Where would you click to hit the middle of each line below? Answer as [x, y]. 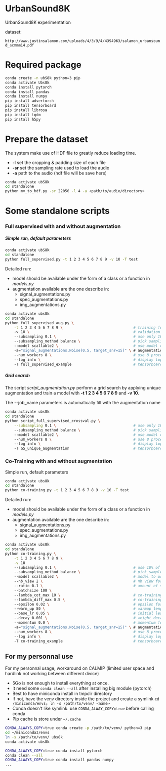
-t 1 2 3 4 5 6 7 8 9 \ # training [85, 327]
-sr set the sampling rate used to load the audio [61, 168]
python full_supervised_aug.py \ [40, 323]
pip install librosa [26, 110]
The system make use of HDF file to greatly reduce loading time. [71, 153]
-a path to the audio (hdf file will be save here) [60, 173]
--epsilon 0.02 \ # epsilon [84, 604]
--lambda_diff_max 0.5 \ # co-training [88, 600]
